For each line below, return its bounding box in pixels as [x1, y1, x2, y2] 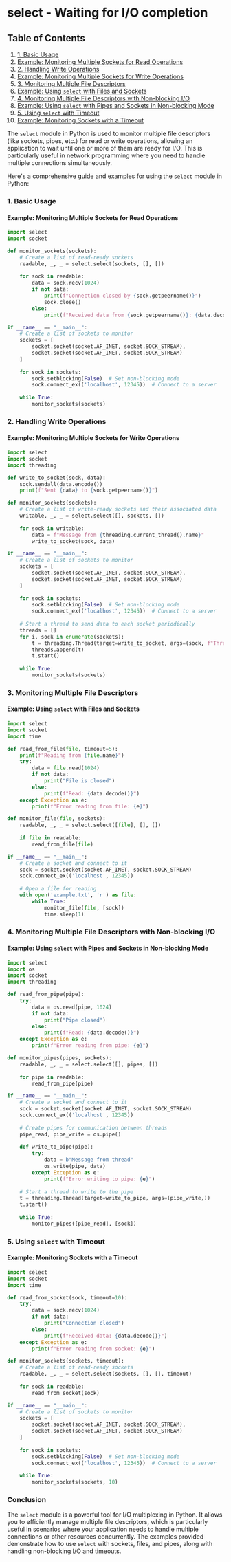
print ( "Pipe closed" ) [43, 1016, 107, 1024]
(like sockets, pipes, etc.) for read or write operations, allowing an [7, 137, 193, 145]
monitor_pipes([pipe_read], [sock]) [32, 1220, 137, 1227]
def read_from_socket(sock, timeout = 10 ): [7, 1294, 128, 1301]
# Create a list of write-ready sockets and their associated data [19, 506, 217, 513]
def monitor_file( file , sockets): [7, 815, 107, 822]
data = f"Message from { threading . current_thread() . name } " [32, 531, 205, 538]
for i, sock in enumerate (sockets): [19, 633, 125, 640]
